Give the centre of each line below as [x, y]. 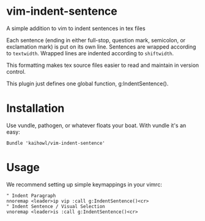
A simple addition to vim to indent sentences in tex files [76, 28]
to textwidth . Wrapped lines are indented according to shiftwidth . [90, 53]
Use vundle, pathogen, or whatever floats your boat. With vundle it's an [96, 125]
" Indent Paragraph [31, 196]
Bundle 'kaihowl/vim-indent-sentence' [56, 143]
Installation [35, 108]
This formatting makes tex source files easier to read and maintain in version [103, 65]
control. [16, 71]
